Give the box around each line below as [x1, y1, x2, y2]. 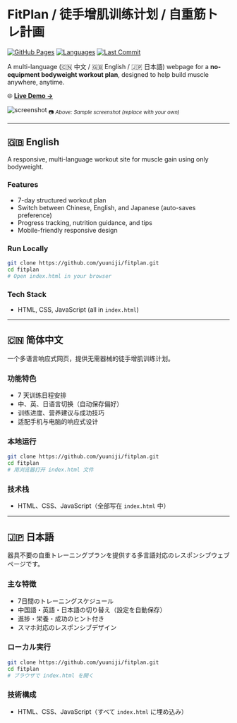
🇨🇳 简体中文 [7, 334, 63, 346]
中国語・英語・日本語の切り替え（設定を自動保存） [17, 605, 166, 614]
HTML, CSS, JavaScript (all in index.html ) [17, 305, 140, 314]
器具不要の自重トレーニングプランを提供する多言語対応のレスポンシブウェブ [7, 551, 230, 559]
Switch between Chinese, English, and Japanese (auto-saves [17, 203, 196, 212]
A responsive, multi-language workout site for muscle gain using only [7, 154, 209, 163]
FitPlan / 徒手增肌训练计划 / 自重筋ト [7, 6, 219, 23]
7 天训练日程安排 [17, 391, 67, 399]
